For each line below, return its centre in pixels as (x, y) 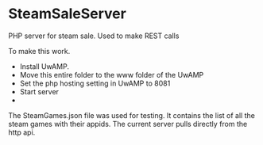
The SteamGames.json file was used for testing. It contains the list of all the (132, 115)
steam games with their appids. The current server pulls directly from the (128, 124)
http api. (22, 132)
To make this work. (39, 51)
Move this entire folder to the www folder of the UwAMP (112, 74)
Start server (39, 91)
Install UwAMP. (44, 66)
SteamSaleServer (68, 14)
